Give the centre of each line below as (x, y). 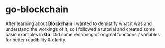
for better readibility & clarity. (36, 40)
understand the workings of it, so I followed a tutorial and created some (80, 29)
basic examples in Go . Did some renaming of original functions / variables (83, 34)
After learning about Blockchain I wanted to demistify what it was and (78, 23)
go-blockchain (37, 9)
